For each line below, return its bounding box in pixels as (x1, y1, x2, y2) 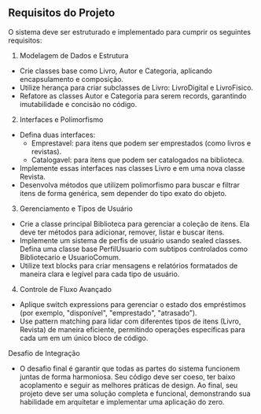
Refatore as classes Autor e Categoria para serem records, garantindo (19, 91, 247, 101)
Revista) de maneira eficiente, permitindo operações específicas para (19, 324, 245, 334)
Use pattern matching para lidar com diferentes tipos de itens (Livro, (19, 316, 241, 326)
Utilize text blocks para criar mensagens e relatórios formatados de (19, 261, 238, 270)
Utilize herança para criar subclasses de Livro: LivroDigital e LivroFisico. (19, 83, 254, 92)
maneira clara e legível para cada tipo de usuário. (19, 269, 180, 279)
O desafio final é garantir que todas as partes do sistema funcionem (19, 364, 241, 373)
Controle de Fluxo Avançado (19, 284, 112, 294)
